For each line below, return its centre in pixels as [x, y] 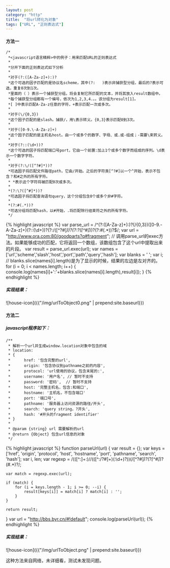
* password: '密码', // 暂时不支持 [50, 382]
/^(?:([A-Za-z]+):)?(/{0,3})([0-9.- [128, 225]
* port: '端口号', [32, 398]
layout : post [20, 10]
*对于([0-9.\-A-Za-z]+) [32, 130]
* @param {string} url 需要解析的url [46, 429]
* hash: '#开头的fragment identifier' [54, 414]
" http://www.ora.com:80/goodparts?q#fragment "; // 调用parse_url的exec [82, 236]
